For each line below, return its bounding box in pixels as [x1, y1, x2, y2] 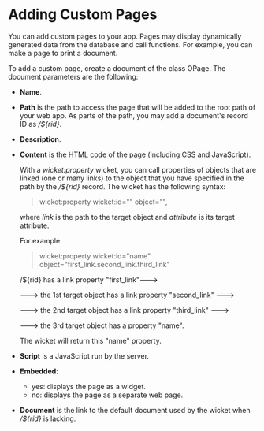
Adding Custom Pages [8, 6, 158, 24]
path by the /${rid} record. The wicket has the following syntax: [19, 181, 226, 191]
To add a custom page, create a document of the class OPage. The [8, 63, 226, 72]
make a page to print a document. [8, 48, 118, 58]
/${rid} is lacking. [19, 414, 76, 423]
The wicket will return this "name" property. [19, 336, 162, 345]
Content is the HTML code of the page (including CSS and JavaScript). [19, 150, 251, 159]
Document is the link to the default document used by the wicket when [19, 405, 251, 414]
